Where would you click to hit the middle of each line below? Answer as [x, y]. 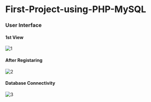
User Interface [23, 25]
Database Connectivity [30, 83]
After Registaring [24, 60]
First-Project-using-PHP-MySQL [76, 9]
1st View [15, 37]
